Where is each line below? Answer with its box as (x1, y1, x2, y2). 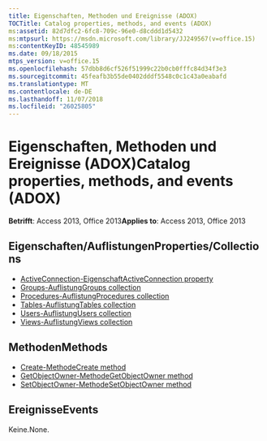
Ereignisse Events (8, 403, 99, 417)
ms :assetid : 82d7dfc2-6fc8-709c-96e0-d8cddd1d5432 (8, 27, 183, 35)
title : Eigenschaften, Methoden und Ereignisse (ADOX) (8, 11, 198, 20)
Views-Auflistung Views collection (19, 317, 133, 326)
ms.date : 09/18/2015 (8, 50, 79, 58)
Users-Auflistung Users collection (19, 308, 131, 318)
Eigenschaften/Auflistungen (8, 240, 155, 253)
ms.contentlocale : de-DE (8, 87, 93, 96)
